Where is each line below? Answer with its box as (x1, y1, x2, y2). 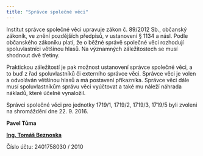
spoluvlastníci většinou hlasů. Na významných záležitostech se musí (6, 45, 178, 52)
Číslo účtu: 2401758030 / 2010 (6, 143, 84, 150)
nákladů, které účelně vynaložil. (6, 89, 86, 96)
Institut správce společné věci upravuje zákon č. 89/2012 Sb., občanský (6, 26, 187, 33)
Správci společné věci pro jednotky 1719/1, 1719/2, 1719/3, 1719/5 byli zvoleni (6, 101, 198, 108)
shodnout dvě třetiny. (6, 51, 60, 58)
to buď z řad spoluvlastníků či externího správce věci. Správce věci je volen (6, 69, 196, 77)
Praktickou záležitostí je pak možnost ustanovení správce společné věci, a (6, 63, 193, 71)
